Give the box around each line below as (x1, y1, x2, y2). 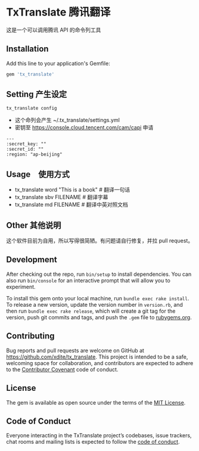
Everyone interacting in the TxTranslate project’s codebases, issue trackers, (6, 432, 192, 439)
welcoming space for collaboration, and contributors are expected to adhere (6, 359, 194, 366)
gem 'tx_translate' (6, 71, 55, 77)
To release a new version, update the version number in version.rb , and (6, 301, 184, 308)
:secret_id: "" (6, 147, 44, 153)
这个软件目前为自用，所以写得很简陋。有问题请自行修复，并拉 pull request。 (6, 237, 194, 244)
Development (6, 254, 58, 265)
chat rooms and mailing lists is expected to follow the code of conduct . (6, 438, 180, 446)
